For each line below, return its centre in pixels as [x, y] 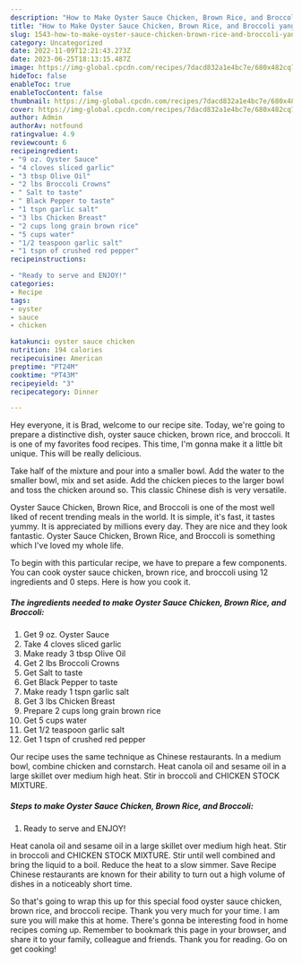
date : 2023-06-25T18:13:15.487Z [70, 59]
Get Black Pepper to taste [70, 682]
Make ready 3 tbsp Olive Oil [74, 654]
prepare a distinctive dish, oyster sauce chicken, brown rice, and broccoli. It [150, 435]
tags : [20, 300]
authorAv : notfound [47, 126]
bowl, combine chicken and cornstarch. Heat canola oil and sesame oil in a [148, 767]
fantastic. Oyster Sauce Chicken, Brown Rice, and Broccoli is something [143, 536]
